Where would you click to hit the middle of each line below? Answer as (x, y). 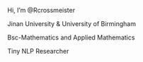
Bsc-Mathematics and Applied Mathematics (71, 37)
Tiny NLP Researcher (38, 51)
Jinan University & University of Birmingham (72, 24)
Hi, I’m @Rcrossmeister (41, 10)
